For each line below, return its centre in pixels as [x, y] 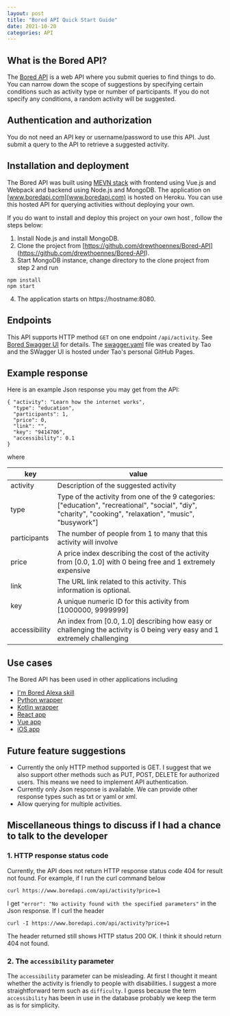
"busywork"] [78, 523]
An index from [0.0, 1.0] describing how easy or [135, 621]
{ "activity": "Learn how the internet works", [76, 403]
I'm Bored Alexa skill [46, 693]
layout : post [26, 13]
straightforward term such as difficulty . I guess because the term [102, 991]
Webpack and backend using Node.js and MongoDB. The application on [109, 190]
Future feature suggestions [66, 750]
